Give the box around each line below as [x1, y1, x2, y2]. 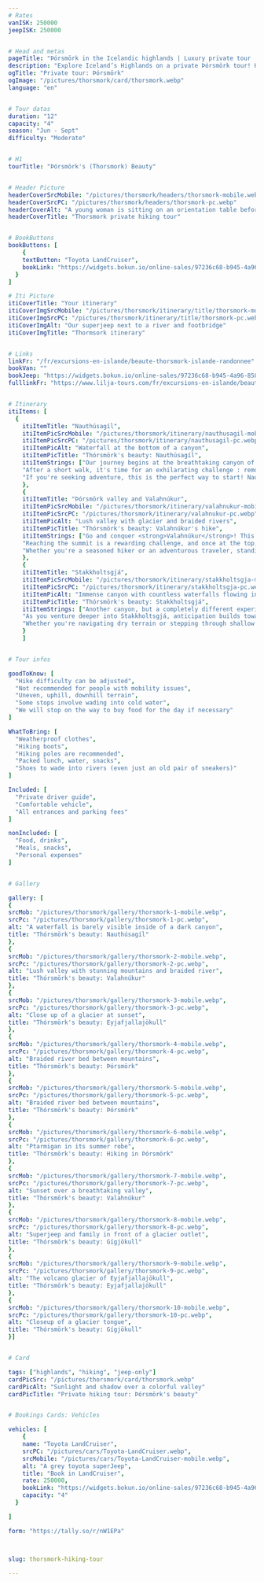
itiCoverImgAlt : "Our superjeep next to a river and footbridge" [8, 321, 226, 329]
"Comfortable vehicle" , [15, 800, 93, 808]
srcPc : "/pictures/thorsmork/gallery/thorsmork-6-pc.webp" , [8, 1135, 210, 1144]
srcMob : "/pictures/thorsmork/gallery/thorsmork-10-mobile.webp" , [8, 1303, 230, 1311]
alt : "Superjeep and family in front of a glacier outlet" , [8, 1230, 210, 1238]
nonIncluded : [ [8, 830, 58, 837]
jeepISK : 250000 [8, 26, 61, 34]
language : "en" [8, 83, 58, 91]
